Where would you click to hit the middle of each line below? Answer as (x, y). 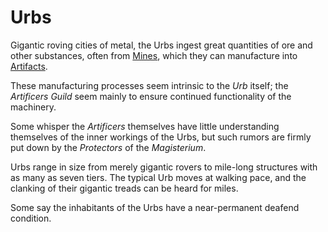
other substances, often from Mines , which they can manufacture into (154, 55)
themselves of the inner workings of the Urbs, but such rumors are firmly (161, 137)
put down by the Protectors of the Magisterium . (108, 147)
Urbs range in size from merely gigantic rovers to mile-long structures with (164, 167)
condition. (31, 218)
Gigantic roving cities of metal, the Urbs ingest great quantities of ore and (161, 45)
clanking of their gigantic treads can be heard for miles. (124, 188)
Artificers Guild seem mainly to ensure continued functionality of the (151, 96)
